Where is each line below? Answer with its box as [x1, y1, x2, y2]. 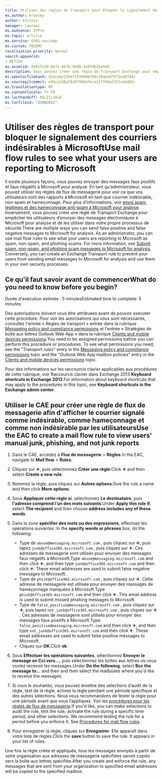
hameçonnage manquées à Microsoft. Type [19, 586, 105, 592]
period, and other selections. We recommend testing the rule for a [12, 713, 144, 719]
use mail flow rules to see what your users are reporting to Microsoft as [5, 235, 148, 241]
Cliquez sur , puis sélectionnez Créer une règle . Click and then [12, 466, 145, 472]
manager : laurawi [5, 23, 40, 28]
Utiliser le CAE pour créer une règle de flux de [5, 401, 146, 409]
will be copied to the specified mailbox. [5, 768, 83, 774]
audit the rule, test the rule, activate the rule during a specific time [12, 708, 144, 714]
